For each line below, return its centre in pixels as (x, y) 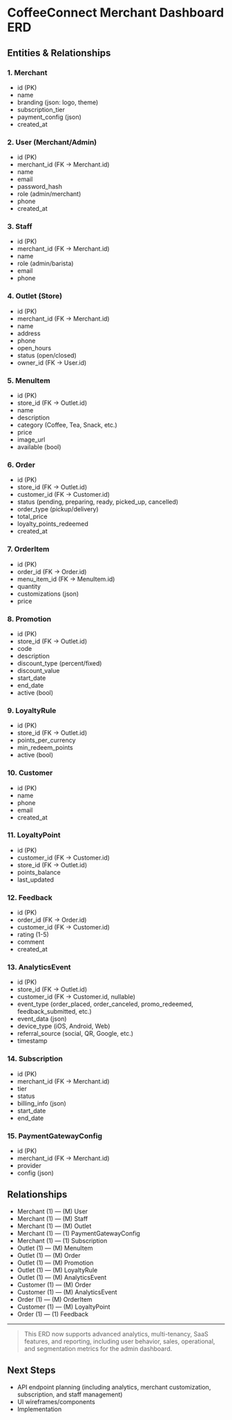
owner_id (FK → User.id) (52, 362)
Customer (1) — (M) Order (54, 1285)
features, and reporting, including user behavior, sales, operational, (119, 1341)
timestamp (32, 1041)
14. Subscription (35, 1059)
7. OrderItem (28, 549)
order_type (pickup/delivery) (58, 509)
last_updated (35, 880)
